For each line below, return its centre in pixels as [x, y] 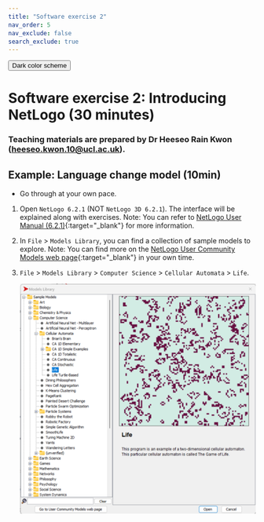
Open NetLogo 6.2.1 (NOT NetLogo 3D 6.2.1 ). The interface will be [127, 209]
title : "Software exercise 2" [58, 16]
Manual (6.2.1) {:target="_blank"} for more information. [107, 226]
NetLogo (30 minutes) [81, 115]
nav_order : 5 [29, 25]
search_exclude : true [44, 42]
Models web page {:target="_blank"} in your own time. [107, 257]
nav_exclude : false [40, 33]
